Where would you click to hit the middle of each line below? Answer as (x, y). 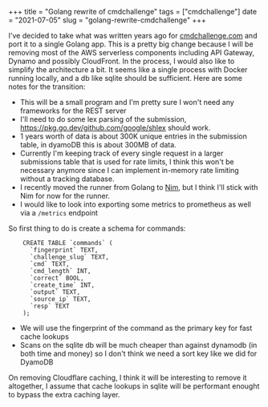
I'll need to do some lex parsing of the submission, (103, 119)
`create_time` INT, (62, 285)
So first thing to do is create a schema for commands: (97, 228)
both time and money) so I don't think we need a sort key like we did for (138, 353)
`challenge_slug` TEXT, (69, 257)
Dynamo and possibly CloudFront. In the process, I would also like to (122, 61)
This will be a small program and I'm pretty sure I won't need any (127, 102)
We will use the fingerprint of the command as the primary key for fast (136, 328)
